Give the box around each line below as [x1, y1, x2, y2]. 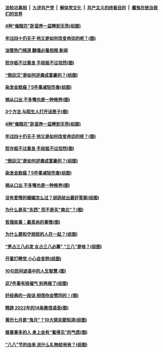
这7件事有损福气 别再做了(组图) [5, 280, 69, 286]
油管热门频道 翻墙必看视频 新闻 [5, 48, 68, 53]
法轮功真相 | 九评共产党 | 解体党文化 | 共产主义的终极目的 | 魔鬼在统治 [5, 4, 154, 10]
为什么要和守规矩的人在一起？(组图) [5, 231, 78, 237]
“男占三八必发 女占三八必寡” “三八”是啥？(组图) [5, 243, 102, 250]
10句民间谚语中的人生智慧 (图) [5, 268, 67, 274]
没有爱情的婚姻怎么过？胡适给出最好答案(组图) [5, 195, 100, 201]
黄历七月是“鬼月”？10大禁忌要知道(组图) [5, 317, 87, 323]
